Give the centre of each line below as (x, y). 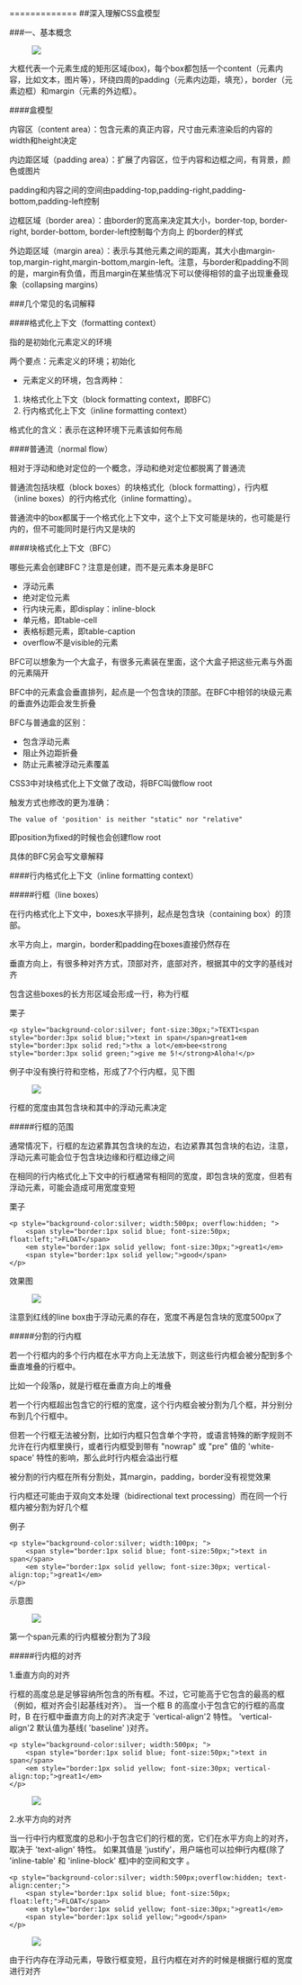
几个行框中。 (49, 1416)
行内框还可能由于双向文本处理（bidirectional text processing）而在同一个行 (148, 1496)
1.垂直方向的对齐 (40, 1675)
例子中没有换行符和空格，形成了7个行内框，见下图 (102, 1071)
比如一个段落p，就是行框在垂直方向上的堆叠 (91, 1386)
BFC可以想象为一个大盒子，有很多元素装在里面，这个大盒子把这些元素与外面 (151, 662)
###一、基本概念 (40, 32)
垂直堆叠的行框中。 (45, 1366)
